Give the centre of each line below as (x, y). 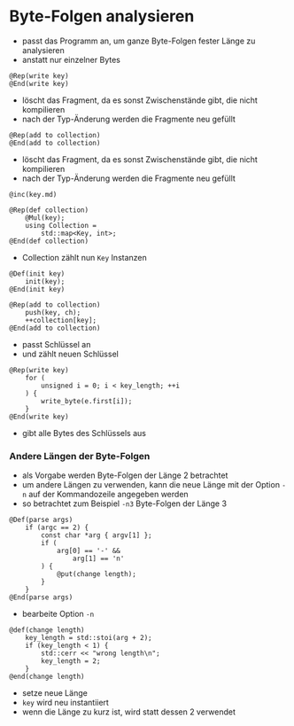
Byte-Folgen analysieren (102, 16)
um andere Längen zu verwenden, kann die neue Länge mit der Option (151, 485)
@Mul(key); (45, 218)
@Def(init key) (37, 273)
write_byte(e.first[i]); (87, 401)
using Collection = (61, 225)
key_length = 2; (71, 661)
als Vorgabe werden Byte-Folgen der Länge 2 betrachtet (125, 475)
